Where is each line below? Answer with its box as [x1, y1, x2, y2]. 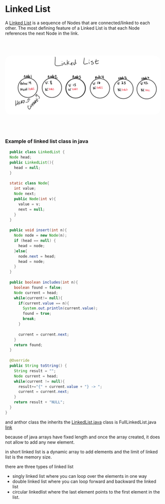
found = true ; [23, 311, 52, 316]
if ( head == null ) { [14, 238, 56, 243]
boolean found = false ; [14, 285, 63, 290]
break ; [23, 316, 36, 322]
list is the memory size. [5, 454, 52, 460]
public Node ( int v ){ [14, 197, 56, 202]
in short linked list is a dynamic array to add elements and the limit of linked [5, 449, 158, 455]
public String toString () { [9, 363, 67, 369]
